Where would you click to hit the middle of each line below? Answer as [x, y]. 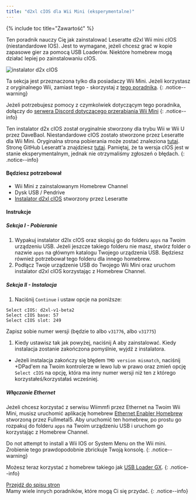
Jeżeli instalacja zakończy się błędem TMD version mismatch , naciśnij [97, 360]
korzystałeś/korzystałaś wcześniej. [56, 379]
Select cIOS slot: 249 [34, 321]
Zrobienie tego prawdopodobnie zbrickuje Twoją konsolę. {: [78, 450]
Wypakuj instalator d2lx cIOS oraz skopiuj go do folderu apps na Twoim [100, 240]
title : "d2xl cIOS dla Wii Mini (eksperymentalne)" [70, 11]
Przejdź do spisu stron [33, 485]
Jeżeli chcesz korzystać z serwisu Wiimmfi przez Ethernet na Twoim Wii [93, 407]
